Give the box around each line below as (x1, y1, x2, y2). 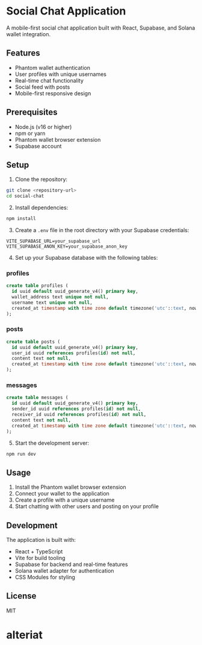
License (6, 591, 37, 601)
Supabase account (14, 142, 62, 149)
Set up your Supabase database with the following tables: (14, 254, 158, 261)
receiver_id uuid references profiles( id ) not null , (11, 412, 147, 418)
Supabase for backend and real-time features (14, 561, 128, 568)
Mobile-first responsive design (14, 89, 91, 97)
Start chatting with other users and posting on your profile (14, 503, 159, 510)
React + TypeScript (14, 548, 63, 555)
